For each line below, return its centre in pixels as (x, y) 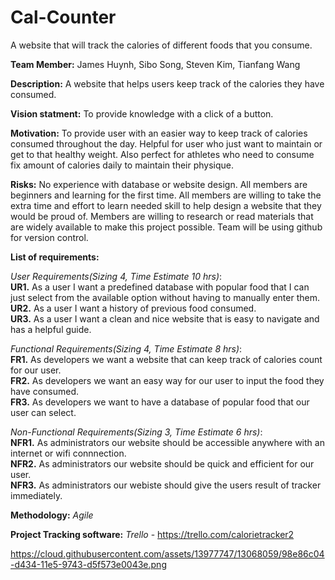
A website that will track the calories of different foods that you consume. (161, 45)
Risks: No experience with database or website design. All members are (159, 184)
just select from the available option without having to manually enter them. (165, 297)
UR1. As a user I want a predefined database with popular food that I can (160, 287)
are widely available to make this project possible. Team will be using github (166, 227)
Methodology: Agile (52, 515)
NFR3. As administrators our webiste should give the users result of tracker (166, 485)
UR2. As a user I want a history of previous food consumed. (133, 308)
